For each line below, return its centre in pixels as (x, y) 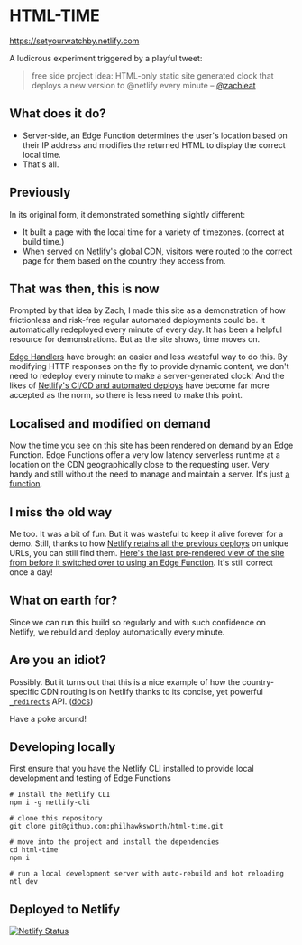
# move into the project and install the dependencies (114, 842)
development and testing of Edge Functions (90, 778)
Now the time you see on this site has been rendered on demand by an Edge (151, 445)
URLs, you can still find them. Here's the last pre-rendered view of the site (147, 553)
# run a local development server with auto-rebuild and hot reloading (146, 874)
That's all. (41, 164)
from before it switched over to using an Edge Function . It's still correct (141, 562)
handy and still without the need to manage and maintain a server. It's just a (150, 474)
